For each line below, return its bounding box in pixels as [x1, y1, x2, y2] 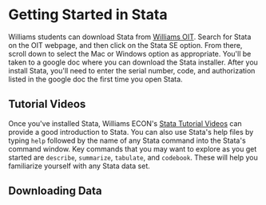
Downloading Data [8, 184, 102, 198]
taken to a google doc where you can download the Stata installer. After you [8, 57, 258, 67]
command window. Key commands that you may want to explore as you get [8, 144, 257, 153]
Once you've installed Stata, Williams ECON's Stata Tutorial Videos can [8, 118, 242, 128]
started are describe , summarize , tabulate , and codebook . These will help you [8, 152, 258, 162]
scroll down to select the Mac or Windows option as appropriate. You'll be [8, 49, 252, 58]
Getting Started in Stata [8, 6, 168, 24]
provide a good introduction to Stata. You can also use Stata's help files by [8, 127, 254, 136]
